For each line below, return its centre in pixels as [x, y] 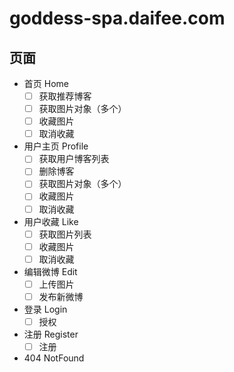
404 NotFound [54, 358]
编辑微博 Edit [50, 271]
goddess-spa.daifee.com [117, 18]
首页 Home [46, 83]
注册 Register [51, 334]
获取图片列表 [65, 234]
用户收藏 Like [51, 221]
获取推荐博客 [65, 96]
